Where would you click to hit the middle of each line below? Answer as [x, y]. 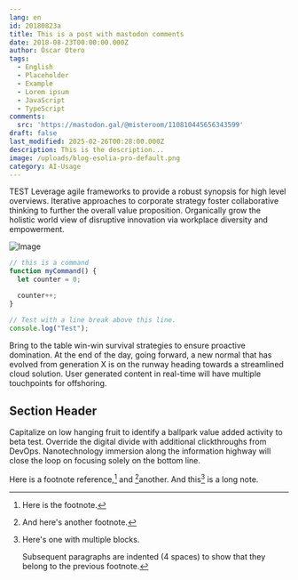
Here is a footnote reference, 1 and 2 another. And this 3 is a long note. [134, 479]
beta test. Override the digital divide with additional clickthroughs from [138, 442]
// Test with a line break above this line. [93, 320]
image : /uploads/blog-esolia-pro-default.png [94, 158]
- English [35, 68]
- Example [35, 84]
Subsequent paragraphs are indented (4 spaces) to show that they [144, 556]
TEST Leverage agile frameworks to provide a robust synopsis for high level [148, 191]
